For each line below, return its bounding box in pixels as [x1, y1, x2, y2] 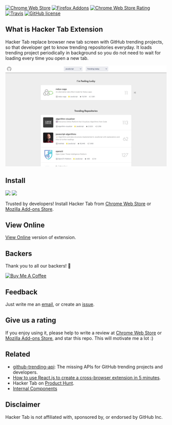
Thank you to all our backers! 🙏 [5, 263, 71, 269]
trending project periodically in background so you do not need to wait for [5, 49, 161, 56]
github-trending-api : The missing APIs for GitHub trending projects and [12, 363, 163, 370]
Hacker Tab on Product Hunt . [12, 380, 75, 386]
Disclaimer [5, 400, 40, 409]
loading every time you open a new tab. [5, 55, 89, 61]
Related [5, 350, 31, 359]
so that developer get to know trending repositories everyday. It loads [5, 44, 152, 50]
